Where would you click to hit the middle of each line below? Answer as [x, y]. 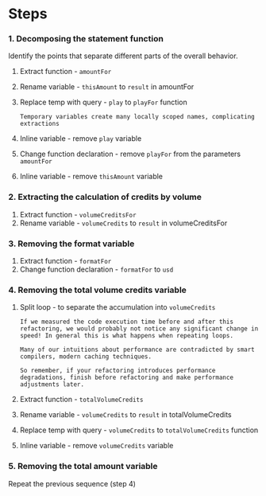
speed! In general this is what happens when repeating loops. [127, 336]
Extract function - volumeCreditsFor [78, 214]
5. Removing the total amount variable [83, 467]
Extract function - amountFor [66, 72]
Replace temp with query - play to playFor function [104, 102]
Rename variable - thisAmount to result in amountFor [107, 87]
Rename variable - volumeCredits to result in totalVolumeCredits [125, 415]
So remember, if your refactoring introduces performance [118, 371]
